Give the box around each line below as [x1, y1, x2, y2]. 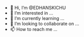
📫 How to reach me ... [10, 26, 58, 32]
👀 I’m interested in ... [10, 10, 53, 16]
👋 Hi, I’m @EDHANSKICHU [10, 5, 66, 10]
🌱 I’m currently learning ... [10, 15, 65, 21]
